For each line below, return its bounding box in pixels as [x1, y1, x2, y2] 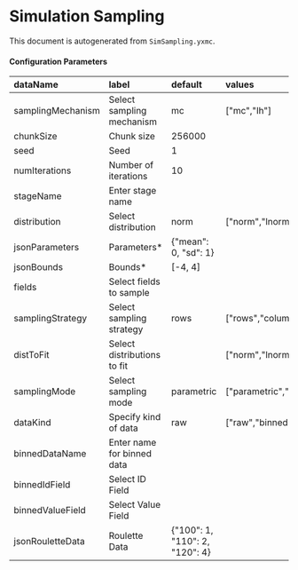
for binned [108, 447, 153, 460]
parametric [171, 385, 217, 398]
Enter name [108, 437, 157, 449]
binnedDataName [13, 447, 87, 460]
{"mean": [171, 235, 209, 248]
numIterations [13, 164, 72, 177]
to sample [108, 287, 150, 299]
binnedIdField [13, 479, 71, 491]
